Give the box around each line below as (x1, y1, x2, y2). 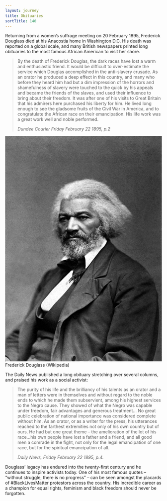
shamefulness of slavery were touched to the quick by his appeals (17, 85, 153, 91)
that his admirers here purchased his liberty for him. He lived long (17, 100, 152, 106)
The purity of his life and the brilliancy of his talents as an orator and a (17, 387, 161, 393)
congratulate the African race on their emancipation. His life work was (17, 111, 161, 117)
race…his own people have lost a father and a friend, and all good (17, 434, 152, 440)
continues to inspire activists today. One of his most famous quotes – (5, 469, 147, 475)
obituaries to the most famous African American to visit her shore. (5, 49, 140, 55)
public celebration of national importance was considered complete (17, 413, 156, 419)
